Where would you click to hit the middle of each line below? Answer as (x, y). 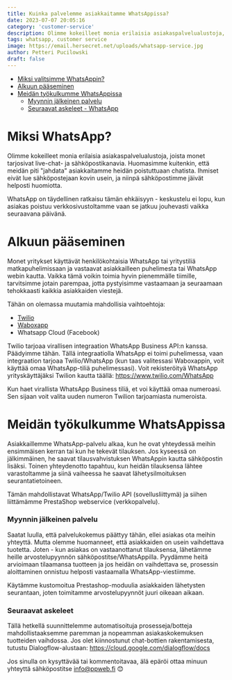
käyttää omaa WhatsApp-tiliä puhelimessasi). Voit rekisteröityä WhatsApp (113, 368)
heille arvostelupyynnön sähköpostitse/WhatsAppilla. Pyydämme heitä (108, 557)
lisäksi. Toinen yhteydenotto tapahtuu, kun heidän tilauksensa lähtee (105, 466)
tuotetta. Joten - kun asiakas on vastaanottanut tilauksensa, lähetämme (109, 549)
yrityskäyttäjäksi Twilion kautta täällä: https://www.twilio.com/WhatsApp (110, 375)
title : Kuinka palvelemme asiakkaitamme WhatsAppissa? (88, 14)
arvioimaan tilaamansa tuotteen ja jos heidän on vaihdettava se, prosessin (113, 564)
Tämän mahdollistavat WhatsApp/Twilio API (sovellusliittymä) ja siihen (107, 494)
